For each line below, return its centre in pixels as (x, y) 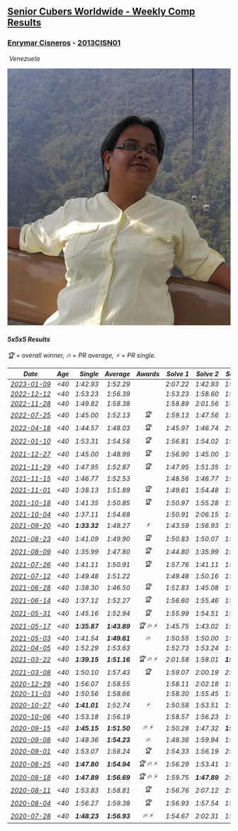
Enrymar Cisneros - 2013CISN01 (64, 43)
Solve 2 (208, 374)
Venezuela (24, 58)
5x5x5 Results (29, 339)
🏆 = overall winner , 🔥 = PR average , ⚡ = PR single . (82, 356)
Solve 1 (178, 374)
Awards (148, 374)
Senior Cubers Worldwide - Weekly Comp (101, 12)
